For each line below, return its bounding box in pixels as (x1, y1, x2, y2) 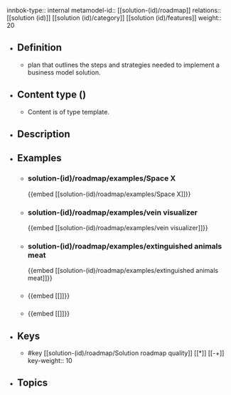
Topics (16, 377, 48, 389)
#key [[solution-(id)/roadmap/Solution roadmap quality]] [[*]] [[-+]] (27, 348, 225, 357)
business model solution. (27, 67, 101, 77)
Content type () (16, 89, 87, 101)
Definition (16, 42, 62, 54)
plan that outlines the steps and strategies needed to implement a (27, 60, 220, 69)
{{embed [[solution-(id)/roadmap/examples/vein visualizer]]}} (27, 224, 208, 232)
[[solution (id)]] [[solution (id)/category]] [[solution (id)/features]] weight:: (6, 13, 222, 22)
